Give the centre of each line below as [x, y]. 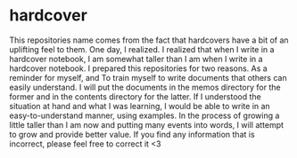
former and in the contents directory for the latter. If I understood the [135, 96]
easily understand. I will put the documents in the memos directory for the [145, 87]
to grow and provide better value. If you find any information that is [132, 134]
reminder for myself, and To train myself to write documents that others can [148, 77]
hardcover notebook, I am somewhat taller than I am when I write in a [136, 59]
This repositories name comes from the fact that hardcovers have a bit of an [149, 40]
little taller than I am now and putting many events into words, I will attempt [146, 124]
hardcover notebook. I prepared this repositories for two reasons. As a [138, 68]
